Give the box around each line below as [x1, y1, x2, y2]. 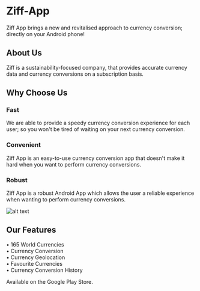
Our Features [6, 225, 56, 235]
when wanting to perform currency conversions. [6, 196, 126, 203]
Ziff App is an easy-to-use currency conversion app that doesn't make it [6, 155, 185, 162]
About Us [6, 48, 42, 58]
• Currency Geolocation [6, 254, 65, 261]
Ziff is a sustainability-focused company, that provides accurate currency [6, 64, 187, 71]
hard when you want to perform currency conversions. [6, 161, 142, 168]
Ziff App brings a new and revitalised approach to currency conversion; [6, 24, 183, 31]
